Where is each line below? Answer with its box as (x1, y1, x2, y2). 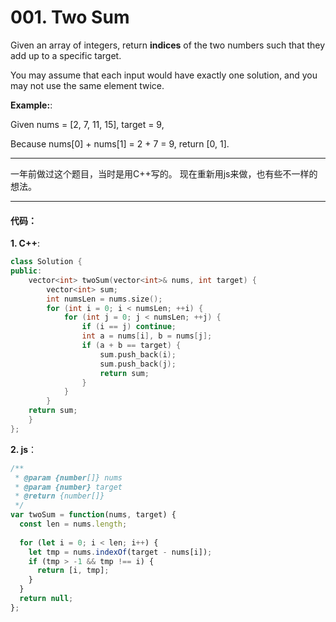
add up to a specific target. (10, 49, 122, 61)
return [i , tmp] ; (36, 566, 110, 576)
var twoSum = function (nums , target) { (10, 510, 177, 520)
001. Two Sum (10, 6, 130, 29)
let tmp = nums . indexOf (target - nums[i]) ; (28, 547, 213, 557)
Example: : (10, 99, 53, 111)
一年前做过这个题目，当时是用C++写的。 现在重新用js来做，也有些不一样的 (10, 167, 318, 180)
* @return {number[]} (14, 491, 105, 501)
